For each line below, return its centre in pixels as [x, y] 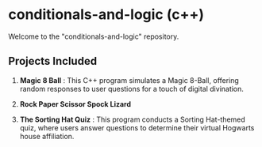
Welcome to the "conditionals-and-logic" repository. [94, 36]
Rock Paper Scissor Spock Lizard [75, 104]
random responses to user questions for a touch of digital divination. [132, 89]
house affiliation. [47, 136]
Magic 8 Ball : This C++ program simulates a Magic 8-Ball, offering [129, 80]
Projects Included [53, 61]
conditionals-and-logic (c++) [106, 15]
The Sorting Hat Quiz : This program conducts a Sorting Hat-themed [133, 119]
